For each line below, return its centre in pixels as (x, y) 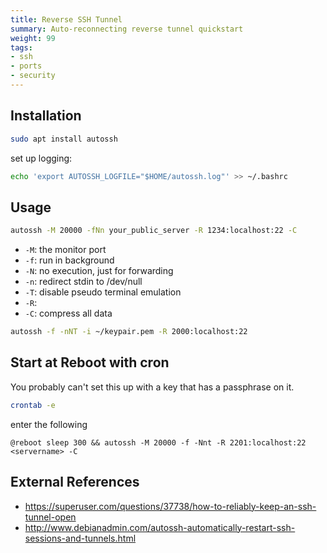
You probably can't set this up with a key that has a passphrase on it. (152, 387)
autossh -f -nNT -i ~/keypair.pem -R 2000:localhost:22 (129, 332)
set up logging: (41, 158)
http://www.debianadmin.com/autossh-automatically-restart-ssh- (160, 527)
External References (75, 482)
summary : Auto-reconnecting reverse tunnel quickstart (127, 29)
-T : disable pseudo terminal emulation (103, 292)
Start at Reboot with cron (90, 362)
